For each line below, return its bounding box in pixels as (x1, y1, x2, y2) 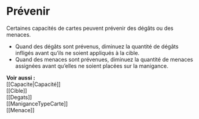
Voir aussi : (6, 74, 35, 81)
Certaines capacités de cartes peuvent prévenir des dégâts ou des (6, 24, 173, 32)
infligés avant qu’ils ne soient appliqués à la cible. (15, 49, 140, 56)
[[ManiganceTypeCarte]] (6, 99, 68, 107)
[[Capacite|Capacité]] (6, 81, 61, 88)
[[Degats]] (6, 93, 32, 101)
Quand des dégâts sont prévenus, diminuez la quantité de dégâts (15, 43, 179, 50)
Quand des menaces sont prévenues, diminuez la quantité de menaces (15, 56, 194, 63)
